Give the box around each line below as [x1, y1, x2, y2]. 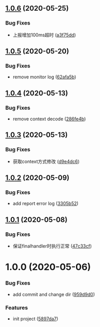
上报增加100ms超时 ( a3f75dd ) [12, 32, 76, 38]
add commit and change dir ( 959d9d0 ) [12, 291, 95, 297]
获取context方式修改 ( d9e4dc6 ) [12, 158, 80, 165]
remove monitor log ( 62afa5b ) [12, 74, 76, 80]
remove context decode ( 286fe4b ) [12, 116, 86, 122]
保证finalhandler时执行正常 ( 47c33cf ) [12, 243, 92, 249]
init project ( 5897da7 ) [12, 315, 58, 322]
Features [5, 304, 28, 311]
